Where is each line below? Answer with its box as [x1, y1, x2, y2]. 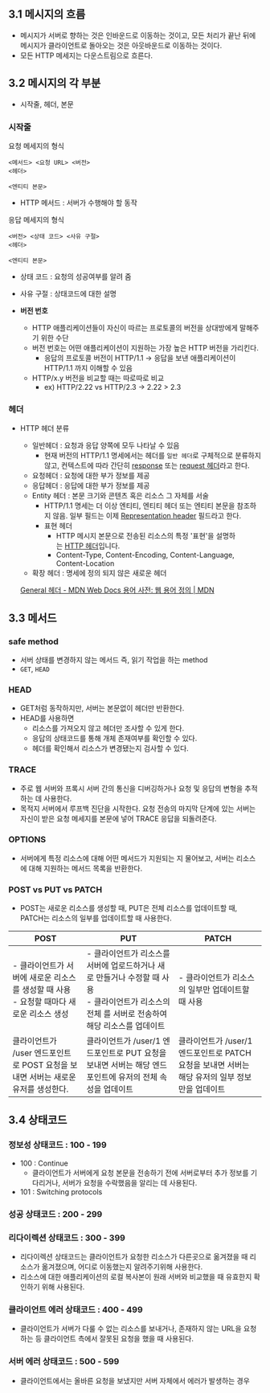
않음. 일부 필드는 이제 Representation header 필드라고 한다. [52, 511, 242, 521]
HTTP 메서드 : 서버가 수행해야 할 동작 [19, 198, 138, 207]
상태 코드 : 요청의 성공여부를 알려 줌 [19, 272, 132, 281]
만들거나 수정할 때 [96, 972, 160, 983]
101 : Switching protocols [19, 1186, 103, 1196]
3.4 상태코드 [8, 1113, 67, 1127]
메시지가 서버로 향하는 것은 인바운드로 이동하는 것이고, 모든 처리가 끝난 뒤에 [19, 31, 256, 40]
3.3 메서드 [8, 611, 58, 625]
